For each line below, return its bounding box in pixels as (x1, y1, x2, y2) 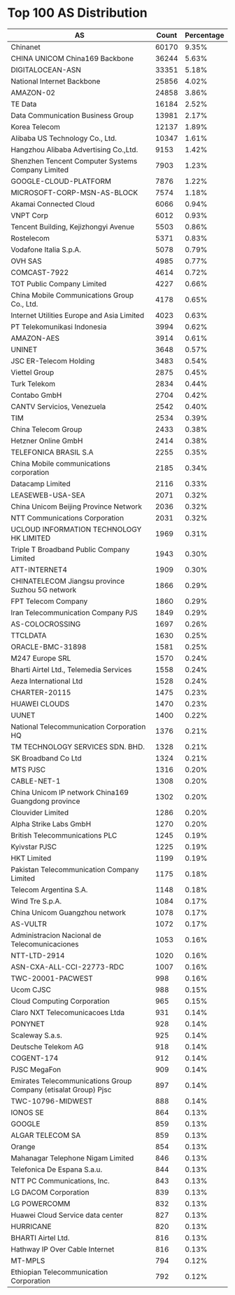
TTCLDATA (10, 630, 47, 640)
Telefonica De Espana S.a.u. (10, 1165, 103, 1174)
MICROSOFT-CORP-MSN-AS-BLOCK (10, 187, 138, 197)
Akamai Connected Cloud (10, 199, 95, 208)
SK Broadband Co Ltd (10, 753, 82, 763)
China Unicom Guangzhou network (10, 907, 127, 917)
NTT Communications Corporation (10, 513, 124, 523)
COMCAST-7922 (10, 267, 69, 277)
